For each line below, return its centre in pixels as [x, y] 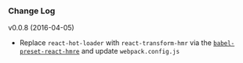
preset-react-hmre [49, 52]
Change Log [32, 11]
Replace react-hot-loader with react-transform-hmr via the [115, 43]
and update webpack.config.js [131, 51]
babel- [224, 44]
